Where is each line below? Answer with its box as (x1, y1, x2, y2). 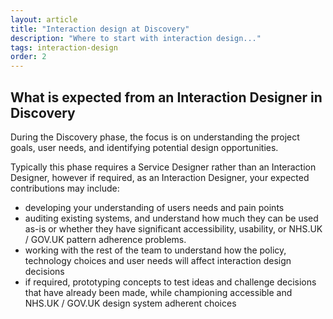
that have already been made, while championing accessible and (24, 286, 293, 298)
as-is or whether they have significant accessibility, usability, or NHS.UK (24, 222, 323, 235)
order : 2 (10, 52, 47, 62)
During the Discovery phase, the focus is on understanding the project (10, 131, 300, 143)
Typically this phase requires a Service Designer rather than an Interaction (10, 161, 317, 173)
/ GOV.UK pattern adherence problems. (24, 233, 187, 245)
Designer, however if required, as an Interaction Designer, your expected (10, 171, 310, 183)
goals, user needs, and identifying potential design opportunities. (10, 141, 279, 153)
